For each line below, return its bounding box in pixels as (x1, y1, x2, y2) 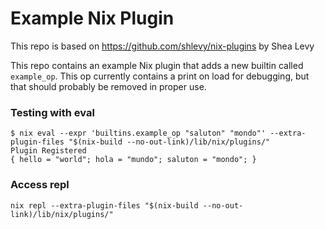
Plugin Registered (10, 146, 87, 156)
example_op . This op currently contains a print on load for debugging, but (10, 70, 310, 82)
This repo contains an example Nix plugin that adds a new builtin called (10, 59, 304, 71)
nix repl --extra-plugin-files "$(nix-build (10, 200, 199, 211)
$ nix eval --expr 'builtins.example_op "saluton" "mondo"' (10, 128, 267, 139)
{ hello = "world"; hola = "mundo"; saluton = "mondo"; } (10, 155, 257, 165)
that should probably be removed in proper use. (10, 80, 207, 92)
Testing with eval (10, 105, 95, 119)
